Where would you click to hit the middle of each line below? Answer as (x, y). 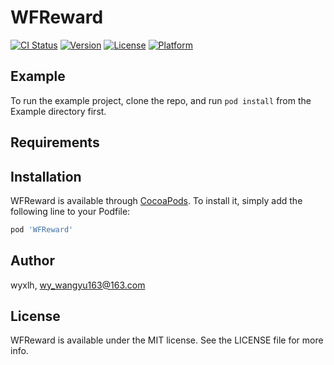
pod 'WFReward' (42, 229)
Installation (46, 176)
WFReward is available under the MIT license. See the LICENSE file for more (167, 340)
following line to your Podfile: (70, 211)
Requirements (55, 142)
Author (32, 261)
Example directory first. (58, 111)
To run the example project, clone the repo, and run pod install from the (161, 100)
